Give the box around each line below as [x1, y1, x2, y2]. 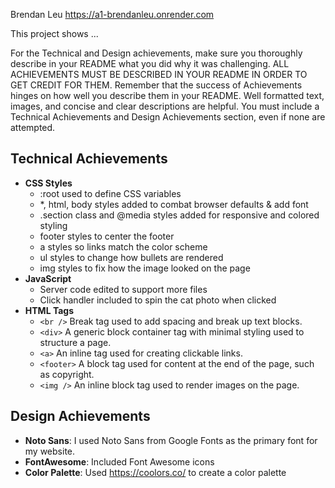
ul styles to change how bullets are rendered [39, 251, 224, 263]
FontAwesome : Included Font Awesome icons [24, 455, 215, 468]
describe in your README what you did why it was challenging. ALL [10, 58, 290, 69]
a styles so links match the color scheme [39, 240, 208, 253]
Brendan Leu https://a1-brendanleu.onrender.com [10, 9, 215, 20]
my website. [24, 445, 76, 457]
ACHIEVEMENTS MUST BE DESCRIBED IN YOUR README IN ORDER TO [10, 69, 308, 80]
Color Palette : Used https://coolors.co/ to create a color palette [24, 466, 287, 478]
